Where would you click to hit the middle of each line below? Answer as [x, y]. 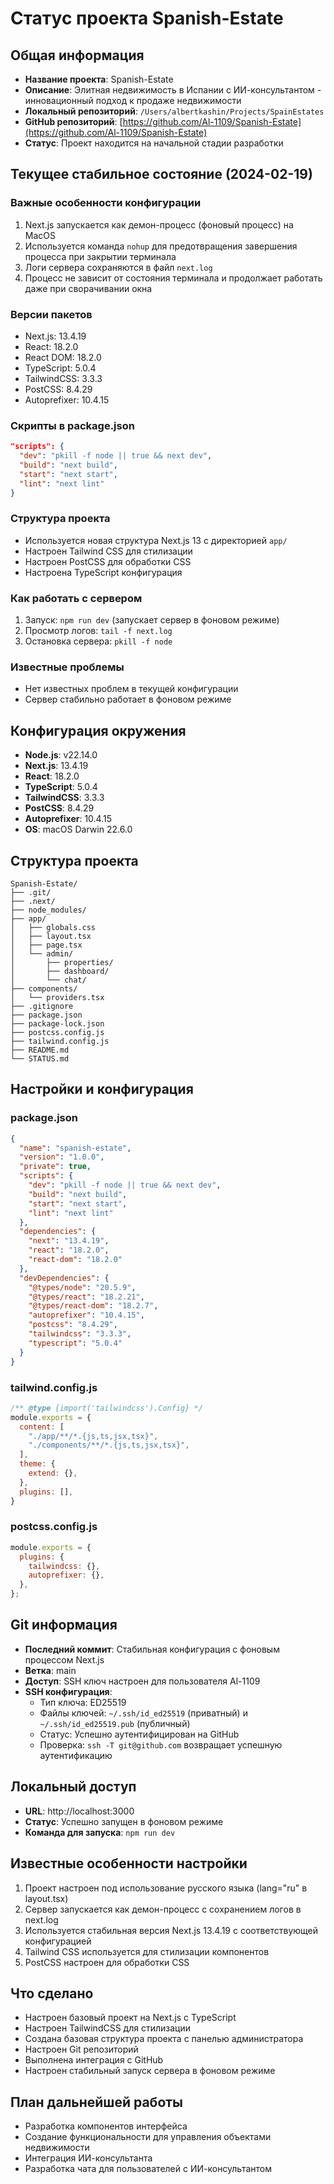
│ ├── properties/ [62, 963]
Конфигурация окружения [98, 730]
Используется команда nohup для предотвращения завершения [161, 246]
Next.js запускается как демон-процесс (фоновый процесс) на [159, 224]
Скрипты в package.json [72, 425]
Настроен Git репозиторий [81, 2049]
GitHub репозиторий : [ [73, 121]
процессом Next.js [64, 1659]
